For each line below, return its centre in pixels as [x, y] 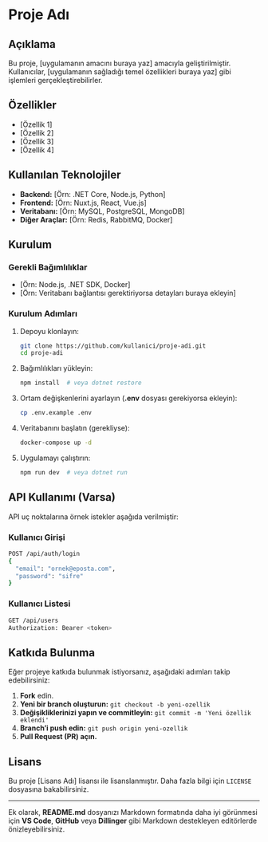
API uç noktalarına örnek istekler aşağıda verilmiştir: [93, 517]
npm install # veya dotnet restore [81, 383]
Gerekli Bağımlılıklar [48, 267]
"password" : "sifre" [49, 576]
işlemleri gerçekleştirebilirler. [55, 80]
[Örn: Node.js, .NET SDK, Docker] [75, 285]
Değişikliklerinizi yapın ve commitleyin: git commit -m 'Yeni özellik [135, 713]
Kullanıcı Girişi [37, 537]
